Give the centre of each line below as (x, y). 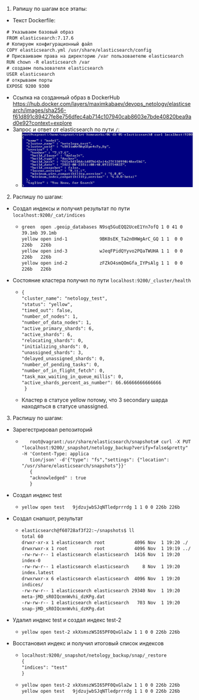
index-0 (31, 561)
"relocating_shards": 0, (52, 341)
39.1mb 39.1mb (39, 233)
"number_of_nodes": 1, (50, 317)
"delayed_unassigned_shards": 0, (63, 359)
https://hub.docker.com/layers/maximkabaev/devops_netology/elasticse (102, 104)
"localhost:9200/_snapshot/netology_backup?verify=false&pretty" (105, 448)
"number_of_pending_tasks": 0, (61, 365)
